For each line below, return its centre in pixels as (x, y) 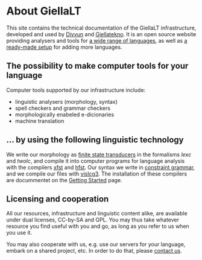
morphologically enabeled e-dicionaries (65, 114)
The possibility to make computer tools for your (97, 66)
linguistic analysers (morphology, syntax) (66, 101)
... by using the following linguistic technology (95, 140)
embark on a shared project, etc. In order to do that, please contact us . (94, 251)
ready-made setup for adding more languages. (64, 47)
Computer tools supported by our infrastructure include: (76, 90)
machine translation (39, 121)
